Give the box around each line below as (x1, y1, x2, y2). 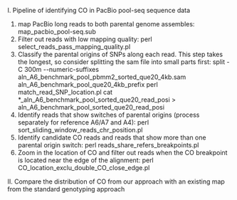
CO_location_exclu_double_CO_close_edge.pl (17, 164, 150, 172)
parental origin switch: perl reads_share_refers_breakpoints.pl (17, 141, 199, 149)
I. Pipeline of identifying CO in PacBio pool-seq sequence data (7, 6, 191, 14)
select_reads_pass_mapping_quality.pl (17, 43, 131, 51)
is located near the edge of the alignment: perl (17, 156, 154, 164)
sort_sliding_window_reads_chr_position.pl (17, 126, 143, 134)
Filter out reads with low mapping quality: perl (17, 35, 152, 43)
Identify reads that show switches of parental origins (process (17, 110, 200, 119)
